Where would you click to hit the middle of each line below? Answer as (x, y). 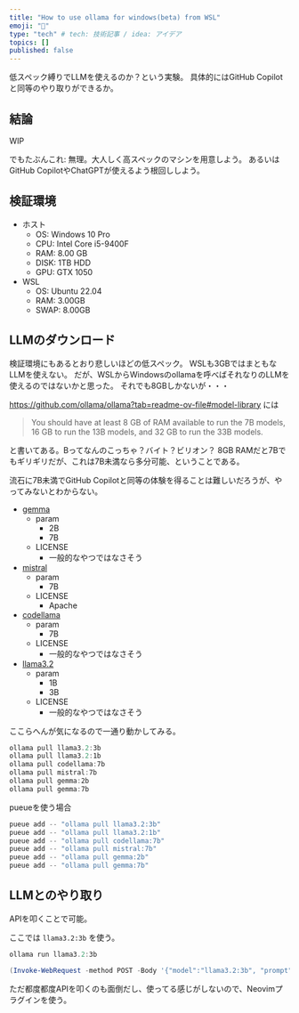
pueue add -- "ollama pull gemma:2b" (79, 857)
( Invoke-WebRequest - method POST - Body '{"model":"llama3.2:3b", (133, 970)
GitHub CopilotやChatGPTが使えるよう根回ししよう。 (107, 170)
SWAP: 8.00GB (63, 310)
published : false (41, 51)
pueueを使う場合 (40, 807)
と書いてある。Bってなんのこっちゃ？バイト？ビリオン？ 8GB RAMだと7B (144, 450)
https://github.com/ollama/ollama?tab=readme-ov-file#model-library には (144, 404)
